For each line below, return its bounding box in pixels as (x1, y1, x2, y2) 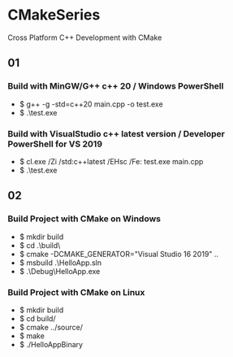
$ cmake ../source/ (19, 322, 83, 332)
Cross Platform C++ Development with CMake (7, 33, 162, 42)
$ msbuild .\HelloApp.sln (19, 258, 102, 268)
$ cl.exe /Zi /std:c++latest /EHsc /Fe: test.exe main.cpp (19, 156, 204, 166)
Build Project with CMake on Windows (7, 213, 162, 224)
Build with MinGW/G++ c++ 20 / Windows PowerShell (7, 81, 224, 92)
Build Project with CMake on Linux (7, 286, 145, 298)
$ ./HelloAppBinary (19, 339, 83, 349)
